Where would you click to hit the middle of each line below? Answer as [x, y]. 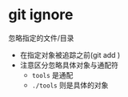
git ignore [41, 15]
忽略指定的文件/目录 [41, 38]
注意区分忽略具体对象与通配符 [69, 65]
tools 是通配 [52, 75]
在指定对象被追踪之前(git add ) [70, 55]
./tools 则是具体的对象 [70, 85]
